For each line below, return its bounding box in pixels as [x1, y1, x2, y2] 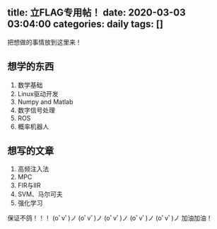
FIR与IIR [17, 181, 41, 189]
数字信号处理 [17, 105, 55, 114]
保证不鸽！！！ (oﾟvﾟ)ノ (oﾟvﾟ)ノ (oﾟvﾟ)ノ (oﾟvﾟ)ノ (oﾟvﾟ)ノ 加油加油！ [7, 214, 213, 223]
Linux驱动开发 [17, 89, 59, 98]
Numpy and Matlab [17, 98, 74, 106]
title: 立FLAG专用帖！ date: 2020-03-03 [7, 6, 186, 19]
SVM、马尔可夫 [17, 190, 64, 199]
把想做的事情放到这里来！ [7, 37, 82, 46]
